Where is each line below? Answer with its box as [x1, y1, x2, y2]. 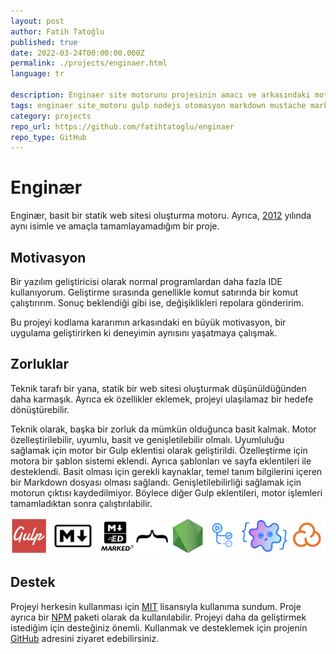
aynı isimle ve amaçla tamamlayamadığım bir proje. [10, 220, 220, 232]
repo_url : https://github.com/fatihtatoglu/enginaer [10, 121, 235, 132]
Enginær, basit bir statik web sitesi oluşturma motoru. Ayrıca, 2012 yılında [10, 210, 312, 222]
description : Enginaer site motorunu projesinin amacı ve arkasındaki [10, 90, 311, 100]
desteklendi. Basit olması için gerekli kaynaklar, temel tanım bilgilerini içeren [10, 465, 323, 477]
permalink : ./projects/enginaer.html [10, 58, 168, 69]
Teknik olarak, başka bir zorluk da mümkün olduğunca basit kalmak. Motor [10, 423, 317, 435]
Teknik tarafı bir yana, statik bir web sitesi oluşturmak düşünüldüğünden [10, 382, 307, 394]
